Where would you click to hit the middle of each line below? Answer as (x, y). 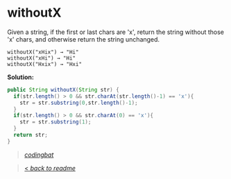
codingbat (39, 155)
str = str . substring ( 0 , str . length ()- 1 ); (79, 103)
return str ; (31, 135)
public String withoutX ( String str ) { (63, 89)
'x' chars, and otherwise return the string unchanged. (84, 39)
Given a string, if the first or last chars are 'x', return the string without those (115, 32)
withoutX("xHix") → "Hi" (43, 52)
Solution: (21, 77)
